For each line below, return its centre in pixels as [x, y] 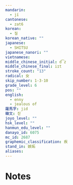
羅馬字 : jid [17, 109]
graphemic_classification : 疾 [36, 142]
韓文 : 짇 [13, 114]
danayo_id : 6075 [22, 132]
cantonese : [17, 19]
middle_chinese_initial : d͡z [36, 62]
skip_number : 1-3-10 [27, 81]
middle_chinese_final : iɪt [33, 66]
